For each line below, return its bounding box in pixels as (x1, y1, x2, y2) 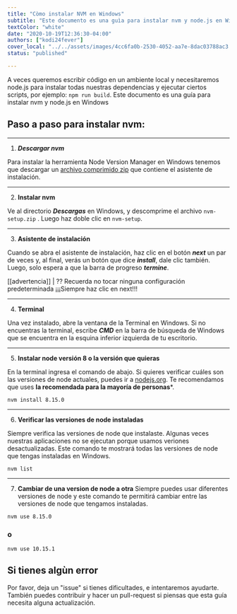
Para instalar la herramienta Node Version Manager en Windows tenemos (7, 157, 221, 166)
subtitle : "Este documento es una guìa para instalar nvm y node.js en (7, 17, 222, 24)
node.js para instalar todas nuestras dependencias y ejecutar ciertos (7, 83, 207, 91)
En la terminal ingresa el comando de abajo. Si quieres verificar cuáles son (7, 367, 224, 376)
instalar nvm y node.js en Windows (7, 98, 109, 106)
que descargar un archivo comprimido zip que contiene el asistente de (7, 165, 213, 173)
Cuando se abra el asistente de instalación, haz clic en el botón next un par (7, 248, 226, 257)
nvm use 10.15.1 (7, 545, 55, 552)
